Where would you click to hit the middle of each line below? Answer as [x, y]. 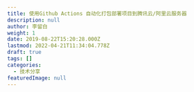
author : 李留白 [27, 26]
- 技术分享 [27, 71]
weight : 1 [21, 33]
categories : [24, 65]
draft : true [24, 53]
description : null [34, 20]
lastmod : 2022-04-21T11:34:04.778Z [59, 46]
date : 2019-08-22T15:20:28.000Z [54, 39]
